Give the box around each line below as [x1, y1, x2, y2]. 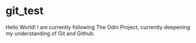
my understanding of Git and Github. [5, 29, 95, 37]
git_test [5, 4, 44, 18]
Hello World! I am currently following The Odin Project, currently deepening [5, 24, 191, 31]
